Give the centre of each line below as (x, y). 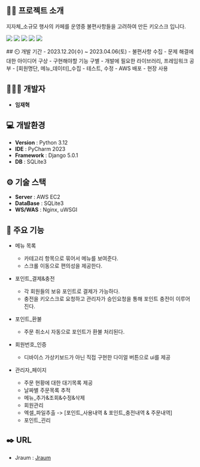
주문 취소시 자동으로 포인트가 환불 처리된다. (74, 332)
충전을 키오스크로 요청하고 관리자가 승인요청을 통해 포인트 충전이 (99, 299)
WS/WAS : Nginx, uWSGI (46, 210)
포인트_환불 (28, 319)
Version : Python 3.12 (41, 143)
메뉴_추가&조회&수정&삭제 (54, 398)
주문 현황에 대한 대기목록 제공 (58, 383)
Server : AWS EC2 (38, 197)
